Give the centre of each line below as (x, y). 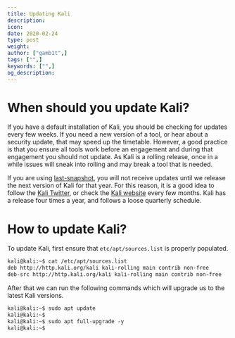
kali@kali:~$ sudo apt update (52, 308)
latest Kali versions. (36, 295)
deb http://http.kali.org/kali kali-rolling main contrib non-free (108, 268)
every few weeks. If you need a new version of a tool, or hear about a (108, 134)
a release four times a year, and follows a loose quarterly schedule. (104, 201)
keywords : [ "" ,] (31, 66)
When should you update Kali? (99, 107)
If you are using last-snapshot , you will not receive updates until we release (117, 178)
